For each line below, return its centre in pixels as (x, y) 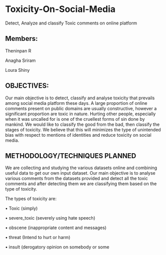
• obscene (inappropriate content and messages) (56, 228)
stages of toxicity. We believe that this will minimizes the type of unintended (83, 129)
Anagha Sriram (20, 60)
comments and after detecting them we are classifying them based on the (81, 184)
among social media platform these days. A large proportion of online (76, 103)
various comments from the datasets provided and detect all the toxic (77, 179)
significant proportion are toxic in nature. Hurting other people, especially (81, 114)
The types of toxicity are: (31, 199)
